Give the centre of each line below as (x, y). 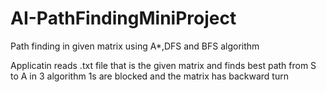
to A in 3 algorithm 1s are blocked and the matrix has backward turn (149, 76)
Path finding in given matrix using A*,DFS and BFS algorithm (135, 46)
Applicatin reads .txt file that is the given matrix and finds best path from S (163, 65)
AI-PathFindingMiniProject (123, 18)
